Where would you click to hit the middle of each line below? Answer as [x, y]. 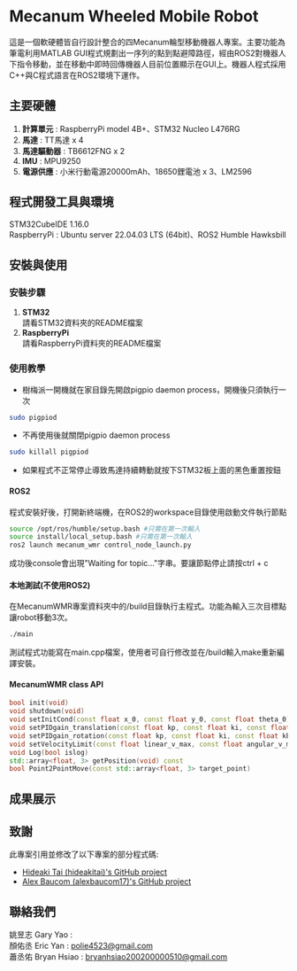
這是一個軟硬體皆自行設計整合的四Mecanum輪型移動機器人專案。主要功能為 [147, 42]
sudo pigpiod [33, 417]
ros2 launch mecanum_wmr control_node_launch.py [100, 545]
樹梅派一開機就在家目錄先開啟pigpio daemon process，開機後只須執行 [150, 389]
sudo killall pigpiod [49, 452]
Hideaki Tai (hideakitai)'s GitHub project [95, 872]
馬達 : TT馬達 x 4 [53, 140]
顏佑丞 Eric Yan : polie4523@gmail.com [81, 946]
